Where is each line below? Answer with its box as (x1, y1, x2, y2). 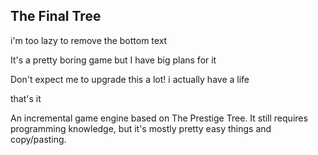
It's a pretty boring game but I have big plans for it (10, 54, 217, 66)
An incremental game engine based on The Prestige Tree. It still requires (10, 112, 308, 124)
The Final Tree (10, 8, 102, 25)
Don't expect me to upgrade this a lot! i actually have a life (10, 73, 250, 85)
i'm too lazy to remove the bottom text (10, 34, 168, 46)
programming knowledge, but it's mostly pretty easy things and (10, 122, 272, 134)
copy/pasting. (10, 133, 67, 145)
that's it (10, 92, 42, 104)
